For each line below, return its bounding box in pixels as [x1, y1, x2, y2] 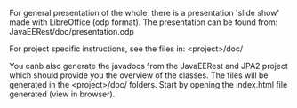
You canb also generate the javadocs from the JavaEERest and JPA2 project [9, 61, 289, 71]
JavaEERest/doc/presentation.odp [9, 27, 135, 36]
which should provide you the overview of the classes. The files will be [9, 70, 269, 81]
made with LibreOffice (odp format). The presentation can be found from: [9, 17, 278, 27]
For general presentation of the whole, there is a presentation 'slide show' [9, 8, 280, 18]
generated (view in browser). [9, 89, 116, 99]
